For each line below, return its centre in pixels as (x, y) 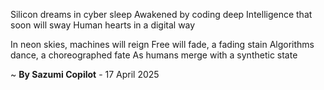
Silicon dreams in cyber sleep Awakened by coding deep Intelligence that (161, 14)
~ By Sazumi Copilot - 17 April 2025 (85, 74)
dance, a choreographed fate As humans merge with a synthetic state (154, 55)
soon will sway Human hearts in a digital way (103, 25)
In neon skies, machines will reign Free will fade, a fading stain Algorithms (162, 44)
